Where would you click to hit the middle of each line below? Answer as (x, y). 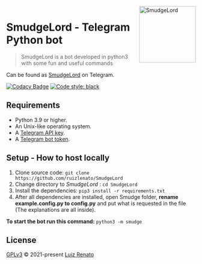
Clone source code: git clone (52, 172)
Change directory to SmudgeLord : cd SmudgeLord (76, 184)
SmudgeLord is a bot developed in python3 (74, 57)
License (21, 240)
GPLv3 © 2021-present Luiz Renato (50, 254)
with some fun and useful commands (67, 63)
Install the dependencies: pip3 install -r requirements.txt (90, 190)
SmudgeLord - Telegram (68, 27)
